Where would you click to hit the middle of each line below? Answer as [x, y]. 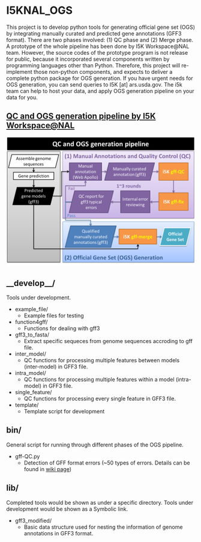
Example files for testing [54, 315]
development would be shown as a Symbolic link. [67, 509]
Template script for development [64, 412]
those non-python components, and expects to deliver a [103, 72]
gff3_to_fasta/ [32, 335]
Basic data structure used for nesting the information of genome [103, 527]
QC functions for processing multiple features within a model [99, 380]
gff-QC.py [27, 456]
